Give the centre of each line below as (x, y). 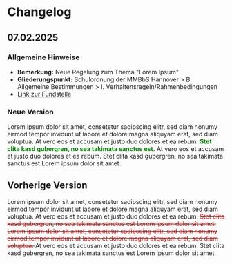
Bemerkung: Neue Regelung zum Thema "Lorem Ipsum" (98, 72)
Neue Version (30, 112)
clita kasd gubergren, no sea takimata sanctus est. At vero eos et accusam (116, 149)
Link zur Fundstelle (44, 94)
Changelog (39, 12)
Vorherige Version (47, 185)
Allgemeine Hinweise (43, 57)
